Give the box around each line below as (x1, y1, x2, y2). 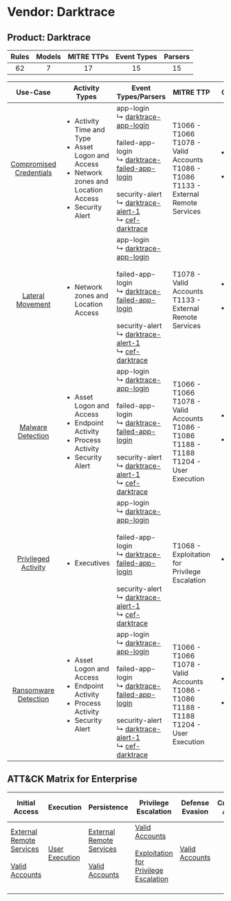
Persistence (88, 802, 129, 812)
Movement (16, 300, 51, 309)
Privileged (16, 554, 50, 563)
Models (36, 52, 61, 61)
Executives (74, 558, 110, 567)
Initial (16, 798, 36, 807)
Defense (181, 798, 210, 807)
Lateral (22, 291, 45, 300)
